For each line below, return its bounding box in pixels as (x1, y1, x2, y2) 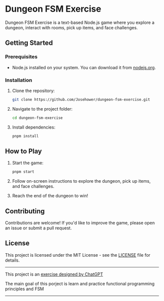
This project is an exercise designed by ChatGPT (5, 271, 103, 277)
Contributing (5, 207, 45, 215)
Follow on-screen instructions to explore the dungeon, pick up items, (12, 178, 151, 184)
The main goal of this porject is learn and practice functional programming (5, 281, 155, 286)
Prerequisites (5, 54, 38, 60)
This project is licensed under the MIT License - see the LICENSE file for (5, 252, 150, 258)
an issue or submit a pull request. (5, 225, 72, 231)
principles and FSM (5, 286, 44, 292)
